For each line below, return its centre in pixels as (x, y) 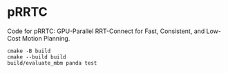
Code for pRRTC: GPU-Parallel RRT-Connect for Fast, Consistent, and (106, 31)
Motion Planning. (46, 38)
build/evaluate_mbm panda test (52, 63)
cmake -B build (29, 51)
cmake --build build (37, 57)
